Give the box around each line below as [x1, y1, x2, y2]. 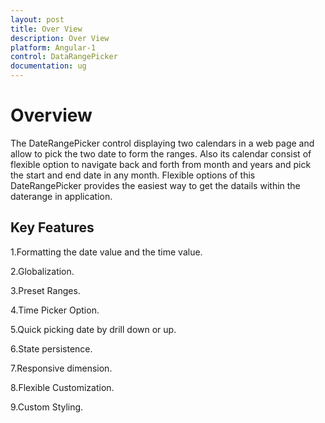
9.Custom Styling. [10, 401, 84, 413]
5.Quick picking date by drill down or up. [10, 323, 177, 335]
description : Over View [10, 33, 110, 43]
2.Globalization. [10, 265, 75, 277]
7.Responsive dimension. [10, 362, 113, 374]
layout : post [10, 14, 65, 25]
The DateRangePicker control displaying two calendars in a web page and [10, 137, 315, 149]
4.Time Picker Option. [10, 304, 100, 316]
